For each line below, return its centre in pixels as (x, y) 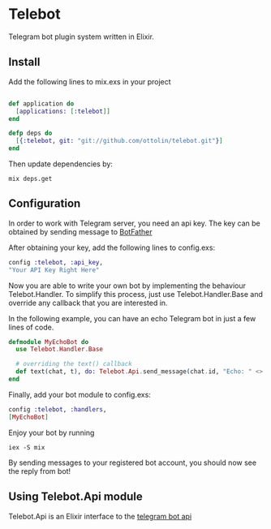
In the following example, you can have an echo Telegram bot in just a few (132, 318)
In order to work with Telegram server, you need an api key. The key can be (135, 223)
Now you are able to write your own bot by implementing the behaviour (127, 286)
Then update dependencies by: (61, 164)
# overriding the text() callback (74, 364)
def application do (41, 103)
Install (24, 62)
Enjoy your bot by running (52, 432)
